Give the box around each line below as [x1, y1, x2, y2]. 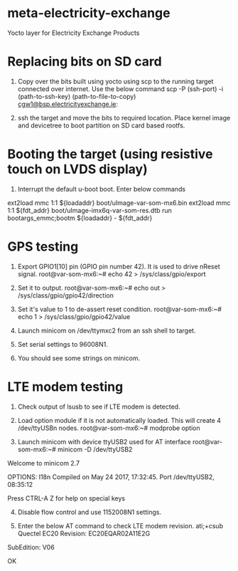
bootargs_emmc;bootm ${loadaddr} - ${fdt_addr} [7, 214, 153, 222]
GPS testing [7, 239, 79, 254]
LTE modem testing [7, 379, 124, 394]
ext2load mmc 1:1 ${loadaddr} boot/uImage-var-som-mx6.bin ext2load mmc [7, 198, 231, 207]
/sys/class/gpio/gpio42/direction [17, 290, 114, 300]
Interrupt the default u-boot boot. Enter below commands [17, 184, 186, 193]
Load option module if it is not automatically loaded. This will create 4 [17, 416, 222, 424]
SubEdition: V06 [7, 543, 55, 551]
